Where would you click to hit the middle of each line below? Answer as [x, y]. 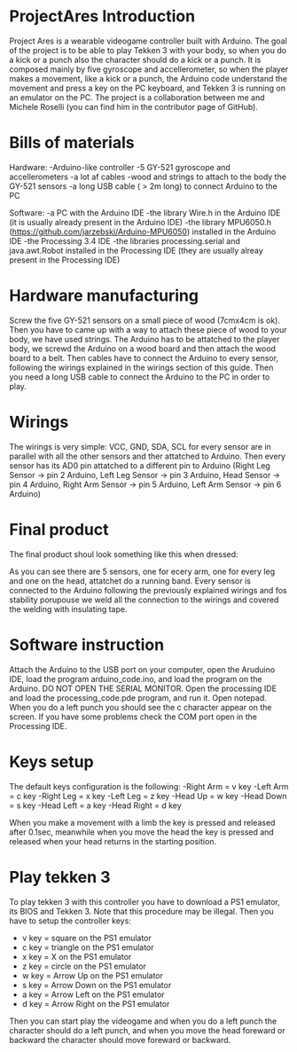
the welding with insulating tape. [68, 608]
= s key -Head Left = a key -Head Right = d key [95, 805]
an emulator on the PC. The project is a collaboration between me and [137, 97]
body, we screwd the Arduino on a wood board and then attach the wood [143, 349]
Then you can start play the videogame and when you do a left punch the [143, 1021]
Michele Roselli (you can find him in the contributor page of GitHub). [134, 106]
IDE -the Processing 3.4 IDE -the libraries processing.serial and [125, 240]
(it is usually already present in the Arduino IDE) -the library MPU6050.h [141, 222]
